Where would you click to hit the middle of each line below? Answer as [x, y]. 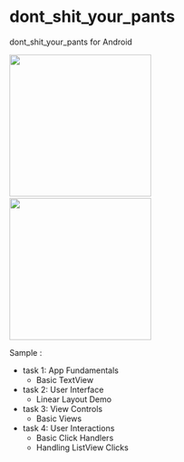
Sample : [26, 352]
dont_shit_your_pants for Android [71, 42]
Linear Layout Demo [73, 399]
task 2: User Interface [63, 389]
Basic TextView [64, 379]
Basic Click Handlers [75, 437]
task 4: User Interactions [68, 428]
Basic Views [59, 418]
